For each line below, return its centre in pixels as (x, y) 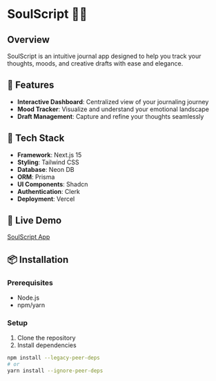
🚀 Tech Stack (36, 138)
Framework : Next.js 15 (49, 155)
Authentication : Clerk (49, 191)
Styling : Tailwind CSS (48, 162)
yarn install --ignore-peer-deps (55, 371)
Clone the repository (46, 338)
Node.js (28, 298)
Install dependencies (47, 345)
